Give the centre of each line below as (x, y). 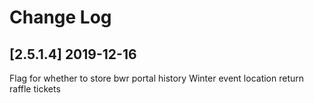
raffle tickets (35, 89)
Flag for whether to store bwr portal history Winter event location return (157, 78)
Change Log (60, 17)
